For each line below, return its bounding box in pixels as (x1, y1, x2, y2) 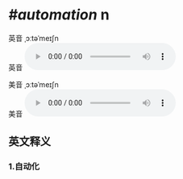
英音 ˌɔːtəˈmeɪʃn (8, 33, 59, 43)
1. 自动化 (8, 161, 40, 173)
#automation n (8, 6, 110, 24)
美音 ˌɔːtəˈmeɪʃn (8, 79, 59, 89)
